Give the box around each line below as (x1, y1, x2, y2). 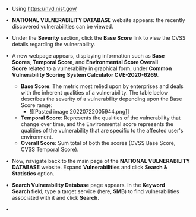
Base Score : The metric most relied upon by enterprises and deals (20, 83, 184, 90)
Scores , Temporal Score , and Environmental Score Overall (11, 59, 159, 65)
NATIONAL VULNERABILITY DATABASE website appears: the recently (11, 17, 185, 23)
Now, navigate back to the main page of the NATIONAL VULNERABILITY (11, 158, 190, 164)
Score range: (20, 102, 53, 109)
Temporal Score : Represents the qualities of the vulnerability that (20, 114, 181, 121)
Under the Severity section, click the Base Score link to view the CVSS (11, 34, 186, 41)
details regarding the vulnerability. (11, 41, 96, 48)
